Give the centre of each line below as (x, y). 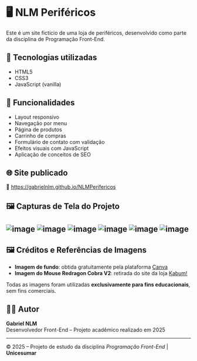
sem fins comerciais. (31, 290)
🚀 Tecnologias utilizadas (52, 58)
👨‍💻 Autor (23, 310)
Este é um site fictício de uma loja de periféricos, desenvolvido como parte (96, 33)
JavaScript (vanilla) (38, 84)
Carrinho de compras (40, 136)
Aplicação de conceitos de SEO (52, 154)
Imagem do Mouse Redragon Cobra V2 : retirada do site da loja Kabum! (101, 273)
